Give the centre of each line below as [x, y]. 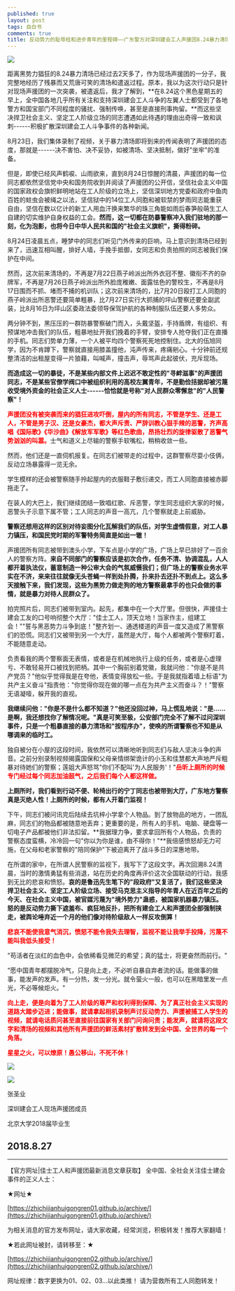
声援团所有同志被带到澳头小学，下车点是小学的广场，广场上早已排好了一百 [114, 550]
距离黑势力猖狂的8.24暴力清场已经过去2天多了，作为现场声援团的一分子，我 [117, 74]
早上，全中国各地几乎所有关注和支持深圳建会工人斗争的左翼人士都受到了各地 [117, 100]
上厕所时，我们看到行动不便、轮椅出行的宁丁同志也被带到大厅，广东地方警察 [117, 791]
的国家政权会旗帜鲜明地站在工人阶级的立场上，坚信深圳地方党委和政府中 [111, 191]
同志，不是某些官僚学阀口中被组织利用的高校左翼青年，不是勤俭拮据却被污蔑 [117, 382]
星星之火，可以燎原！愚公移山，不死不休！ [69, 1053]
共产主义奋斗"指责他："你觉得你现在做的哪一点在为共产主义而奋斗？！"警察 [116, 685]
